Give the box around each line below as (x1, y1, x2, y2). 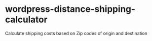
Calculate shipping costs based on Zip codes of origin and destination (5, 30, 148, 36)
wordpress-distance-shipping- (5, 3, 136, 15)
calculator (5, 14, 48, 25)
